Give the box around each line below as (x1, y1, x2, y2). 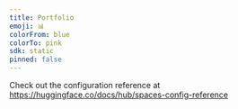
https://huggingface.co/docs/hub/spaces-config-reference (9, 89, 229, 100)
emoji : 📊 (9, 22, 45, 31)
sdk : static (9, 47, 54, 56)
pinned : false (9, 55, 63, 64)
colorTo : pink (9, 38, 63, 48)
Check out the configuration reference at (9, 80, 161, 90)
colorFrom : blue (9, 30, 70, 39)
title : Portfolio (9, 13, 75, 23)
